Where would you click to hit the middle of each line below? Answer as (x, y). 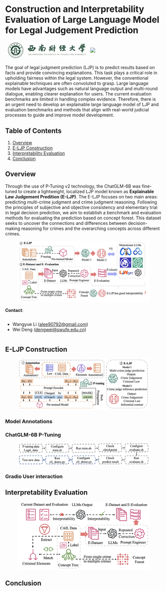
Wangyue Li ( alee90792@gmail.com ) (50, 324)
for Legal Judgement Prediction (72, 30)
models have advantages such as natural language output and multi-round (82, 89)
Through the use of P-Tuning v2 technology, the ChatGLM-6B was (73, 186)
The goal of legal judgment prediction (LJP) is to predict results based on (80, 68)
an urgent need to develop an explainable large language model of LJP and (82, 104)
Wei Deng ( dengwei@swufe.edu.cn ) (49, 329)
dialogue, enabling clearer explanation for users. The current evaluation (78, 94)
